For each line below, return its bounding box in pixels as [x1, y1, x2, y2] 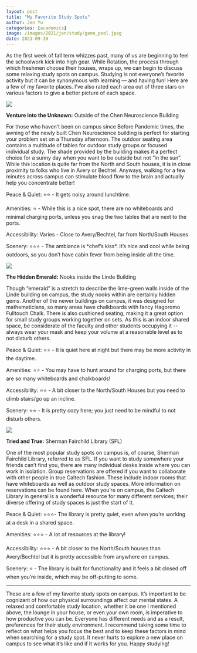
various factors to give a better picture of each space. [6, 89, 137, 96]
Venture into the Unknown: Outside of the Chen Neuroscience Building [6, 112, 179, 119]
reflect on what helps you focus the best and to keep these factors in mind [6, 628, 186, 634]
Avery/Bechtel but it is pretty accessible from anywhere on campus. [6, 553, 170, 560]
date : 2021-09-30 [6, 36, 49, 42]
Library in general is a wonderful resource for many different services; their [6, 493, 188, 499]
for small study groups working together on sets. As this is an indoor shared [6, 316, 189, 323]
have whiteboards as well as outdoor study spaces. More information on [6, 481, 181, 487]
